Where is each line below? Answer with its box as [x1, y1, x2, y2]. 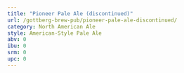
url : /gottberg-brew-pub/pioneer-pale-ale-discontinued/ [7, 17, 178, 24]
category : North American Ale [7, 23, 96, 30]
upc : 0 [7, 56, 27, 63]
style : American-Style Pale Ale [7, 29, 102, 37]
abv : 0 [7, 36, 27, 43]
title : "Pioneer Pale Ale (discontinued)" [7, 10, 133, 17]
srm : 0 [7, 49, 27, 56]
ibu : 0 [7, 42, 27, 49]
